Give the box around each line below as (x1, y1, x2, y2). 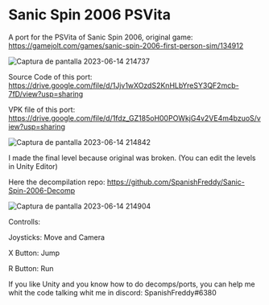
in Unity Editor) (8, 161, 58, 171)
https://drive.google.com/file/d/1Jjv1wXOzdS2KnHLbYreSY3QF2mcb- (8, 80, 239, 90)
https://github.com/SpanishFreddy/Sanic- (106, 177, 246, 187)
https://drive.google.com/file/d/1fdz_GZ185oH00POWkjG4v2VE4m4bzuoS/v (8, 113, 262, 122)
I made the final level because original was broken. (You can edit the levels (8, 153, 256, 163)
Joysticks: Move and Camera (8, 232, 106, 242)
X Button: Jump (8, 248, 60, 258)
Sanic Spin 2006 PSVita (8, 6, 172, 24)
